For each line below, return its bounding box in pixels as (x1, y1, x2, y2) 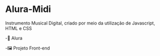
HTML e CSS (5, 25, 32, 31)
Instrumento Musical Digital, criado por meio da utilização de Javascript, (5, 20, 155, 26)
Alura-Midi (5, 3, 51, 15)
